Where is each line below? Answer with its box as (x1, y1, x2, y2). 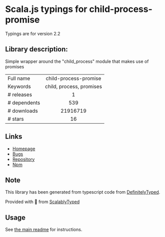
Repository (12, 156, 35, 162)
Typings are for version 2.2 (5, 30, 61, 36)
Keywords (7, 83, 31, 90)
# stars (7, 115, 24, 122)
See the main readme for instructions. (5, 227, 82, 233)
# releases (7, 91, 32, 98)
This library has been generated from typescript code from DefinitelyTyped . (5, 189, 161, 195)
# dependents (7, 99, 41, 106)
